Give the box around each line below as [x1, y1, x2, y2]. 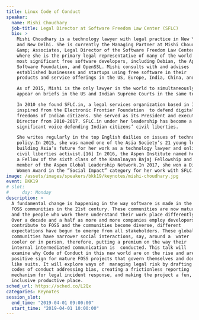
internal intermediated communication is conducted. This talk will [11, 244, 187, 251]
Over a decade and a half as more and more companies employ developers [11, 217, 195, 223]
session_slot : [6, 294, 41, 300]
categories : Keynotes [6, 289, 60, 295]
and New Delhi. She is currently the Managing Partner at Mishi [17, 42, 179, 48]
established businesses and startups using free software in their [17, 69, 187, 75]
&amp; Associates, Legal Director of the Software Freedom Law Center [17, 47, 195, 53]
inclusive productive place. [11, 278, 84, 284]
